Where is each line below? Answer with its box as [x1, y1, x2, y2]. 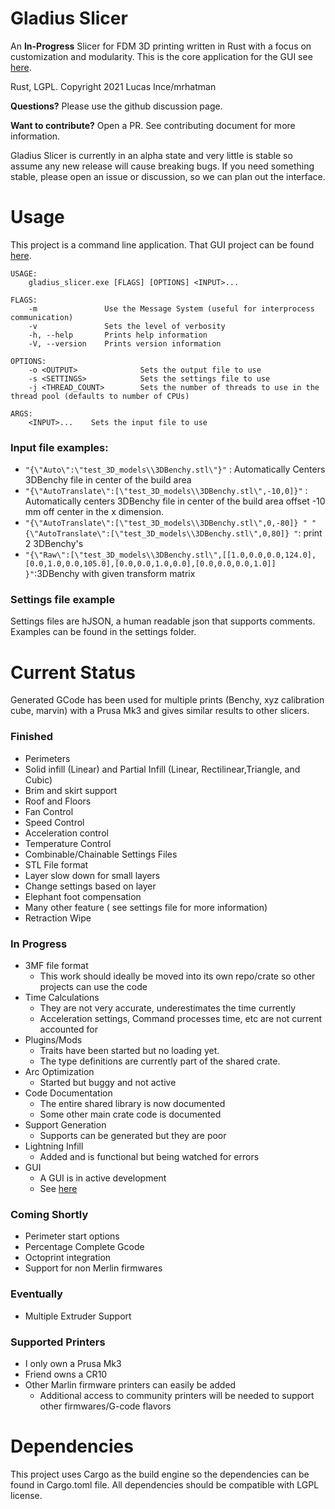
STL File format [24, 858, 89, 871]
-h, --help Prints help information [28, 330, 208, 340]
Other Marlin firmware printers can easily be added [24, 1378, 237, 1391]
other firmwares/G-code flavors [39, 1400, 172, 1412]
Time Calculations [24, 992, 100, 1003]
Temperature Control [24, 837, 112, 849]
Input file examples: [10, 440, 109, 454]
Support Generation [24, 1119, 107, 1131]
